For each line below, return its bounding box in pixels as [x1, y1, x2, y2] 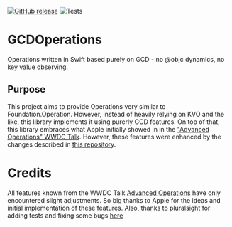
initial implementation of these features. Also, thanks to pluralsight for [7, 204, 211, 212]
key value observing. [7, 63, 69, 71]
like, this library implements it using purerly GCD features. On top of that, [7, 117, 220, 126]
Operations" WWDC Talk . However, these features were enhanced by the [7, 132, 221, 141]
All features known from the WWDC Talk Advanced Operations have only [7, 189, 221, 197]
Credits [7, 164, 52, 181]
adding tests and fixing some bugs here [7, 211, 123, 220]
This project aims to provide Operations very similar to [7, 102, 166, 110]
